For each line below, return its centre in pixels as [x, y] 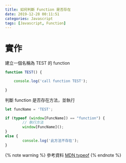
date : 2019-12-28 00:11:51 [32, 14]
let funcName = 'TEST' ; [29, 109]
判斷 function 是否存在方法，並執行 [40, 100]
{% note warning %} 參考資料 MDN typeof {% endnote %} [63, 155]
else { [12, 136]
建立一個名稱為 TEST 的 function [38, 63]
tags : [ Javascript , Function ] [36, 23]
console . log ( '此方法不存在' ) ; [51, 141]
